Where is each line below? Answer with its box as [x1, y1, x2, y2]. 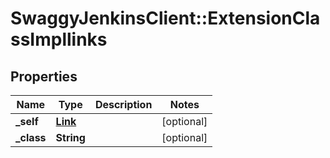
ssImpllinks [10, 28, 108, 51]
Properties [10, 68, 78, 85]
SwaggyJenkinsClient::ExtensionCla [10, 7, 321, 30]
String [55, 131, 86, 144]
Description [94, 98, 153, 111]
